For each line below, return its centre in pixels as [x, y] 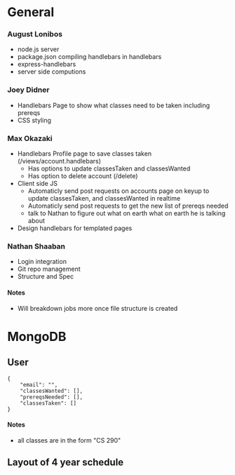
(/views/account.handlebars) [59, 161]
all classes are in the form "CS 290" [69, 440]
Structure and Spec [46, 276]
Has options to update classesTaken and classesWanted [109, 168]
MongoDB [37, 336]
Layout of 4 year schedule [66, 463]
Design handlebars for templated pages [75, 228]
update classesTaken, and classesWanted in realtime [104, 199]
